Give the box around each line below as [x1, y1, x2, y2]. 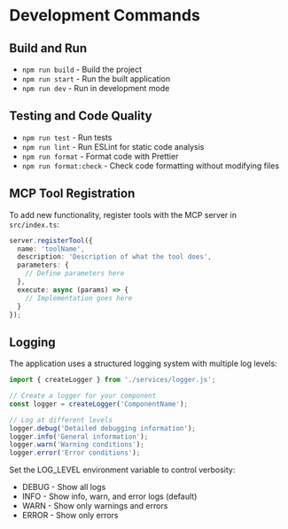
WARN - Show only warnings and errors [21, 501, 168, 511]
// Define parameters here [25, 269, 125, 278]
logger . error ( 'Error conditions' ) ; [9, 448, 141, 457]
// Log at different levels [9, 416, 113, 424]
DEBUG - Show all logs [21, 482, 106, 493]
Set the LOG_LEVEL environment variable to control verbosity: [9, 464, 236, 475]
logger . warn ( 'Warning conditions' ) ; [9, 440, 144, 449]
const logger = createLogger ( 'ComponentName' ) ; [9, 400, 189, 408]
